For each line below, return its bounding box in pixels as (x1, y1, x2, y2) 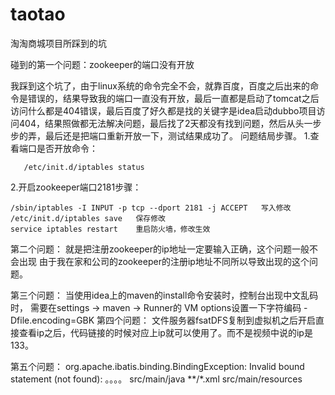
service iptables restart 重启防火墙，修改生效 (10, 224, 211, 234)
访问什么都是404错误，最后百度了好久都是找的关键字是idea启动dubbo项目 (10, 104, 317, 117)
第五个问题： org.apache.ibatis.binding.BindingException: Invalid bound (10, 360, 305, 372)
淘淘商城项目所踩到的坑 (10, 37, 107, 49)
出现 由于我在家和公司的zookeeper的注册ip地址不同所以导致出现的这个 (18, 255, 310, 267)
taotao (10, 3, 66, 26)
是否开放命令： (36, 142, 98, 154)
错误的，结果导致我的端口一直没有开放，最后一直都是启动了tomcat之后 (27, 92, 320, 104)
